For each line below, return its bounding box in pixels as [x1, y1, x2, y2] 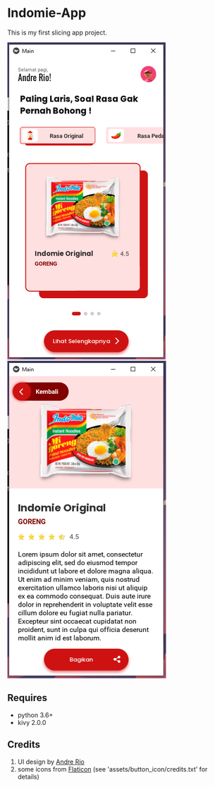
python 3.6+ [17, 710, 54, 719]
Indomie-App [7, 5, 87, 21]
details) [17, 772, 40, 781]
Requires [7, 692, 48, 704]
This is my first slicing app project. [7, 28, 107, 37]
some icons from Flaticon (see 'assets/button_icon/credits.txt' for [17, 764, 208, 773]
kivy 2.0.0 [17, 718, 47, 726]
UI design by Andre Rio [17, 757, 85, 766]
